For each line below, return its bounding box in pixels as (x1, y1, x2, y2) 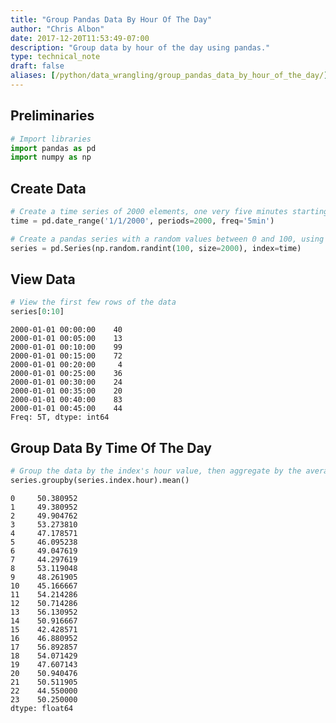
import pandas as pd (10, 143, 97, 153)
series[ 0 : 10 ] (10, 307, 65, 317)
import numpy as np (10, 152, 92, 163)
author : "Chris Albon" (10, 24, 105, 34)
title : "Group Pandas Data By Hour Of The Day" (10, 14, 213, 25)
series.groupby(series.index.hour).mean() (10, 475, 190, 485)
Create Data (10, 180, 87, 197)
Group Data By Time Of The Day (10, 439, 212, 456)
